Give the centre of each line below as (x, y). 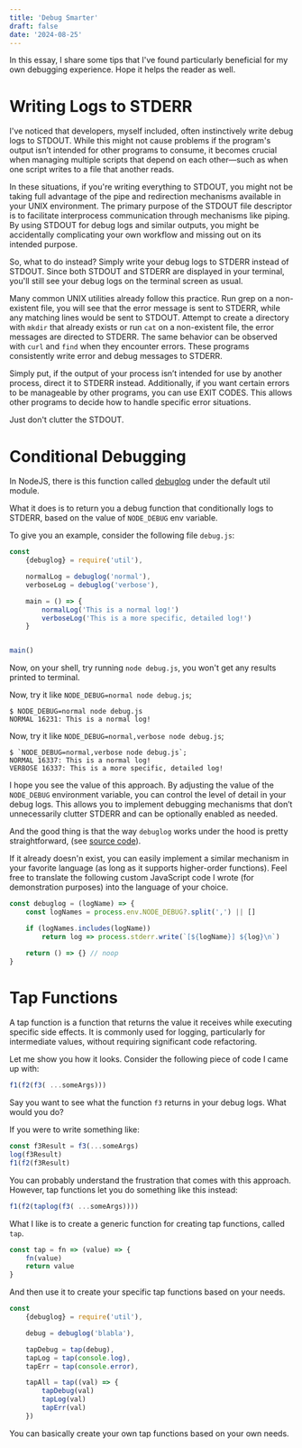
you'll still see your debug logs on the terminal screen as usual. (126, 281)
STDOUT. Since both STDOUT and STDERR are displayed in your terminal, (147, 272)
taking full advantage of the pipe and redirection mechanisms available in (145, 197)
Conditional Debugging (98, 456)
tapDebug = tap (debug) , (70, 1350)
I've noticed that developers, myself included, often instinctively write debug (151, 131)
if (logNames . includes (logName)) (88, 928)
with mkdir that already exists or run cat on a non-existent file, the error (142, 327)
